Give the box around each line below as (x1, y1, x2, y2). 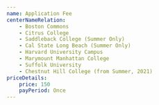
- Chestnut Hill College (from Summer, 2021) (19, 68, 153, 75)
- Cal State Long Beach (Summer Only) (19, 42, 131, 49)
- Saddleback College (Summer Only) (19, 36, 126, 43)
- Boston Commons (19, 23, 69, 30)
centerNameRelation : (6, 17, 67, 23)
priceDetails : (6, 74, 48, 82)
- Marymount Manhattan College (19, 55, 110, 62)
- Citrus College (19, 29, 69, 37)
